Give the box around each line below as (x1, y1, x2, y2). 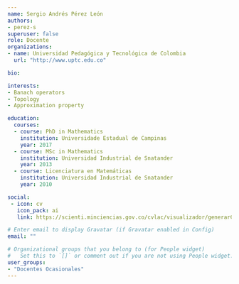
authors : (7, 17, 33, 24)
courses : (14, 121, 40, 129)
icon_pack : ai (16, 207, 59, 214)
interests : (7, 82, 40, 89)
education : (7, 115, 40, 122)
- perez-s (7, 23, 37, 31)
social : (7, 193, 31, 201)
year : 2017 (20, 141, 53, 148)
